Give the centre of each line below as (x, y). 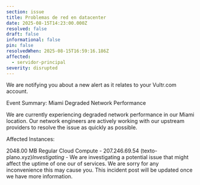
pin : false (20, 46)
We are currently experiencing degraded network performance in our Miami (100, 114)
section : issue (25, 12)
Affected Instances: (31, 139)
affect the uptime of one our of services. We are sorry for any (83, 164)
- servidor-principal (39, 62)
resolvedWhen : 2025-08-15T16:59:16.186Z (58, 51)
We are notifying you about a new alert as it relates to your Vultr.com (91, 85)
